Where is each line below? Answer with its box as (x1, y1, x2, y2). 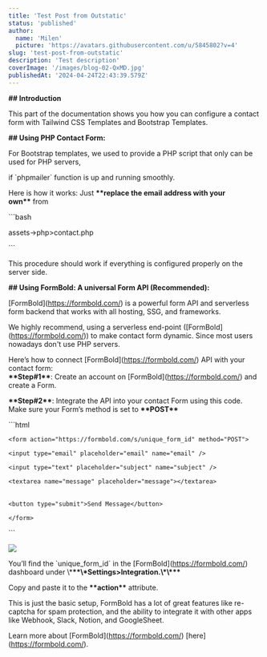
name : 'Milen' (15, 34, 63, 42)
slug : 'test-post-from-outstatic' (8, 49, 124, 57)
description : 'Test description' (8, 57, 120, 65)
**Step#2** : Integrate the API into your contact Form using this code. (8, 396, 243, 405)
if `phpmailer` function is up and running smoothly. (8, 172, 176, 182)
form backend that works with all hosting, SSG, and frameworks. (8, 306, 221, 316)
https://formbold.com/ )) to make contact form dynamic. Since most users (10, 330, 253, 341)
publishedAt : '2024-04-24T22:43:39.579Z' (8, 71, 149, 79)
